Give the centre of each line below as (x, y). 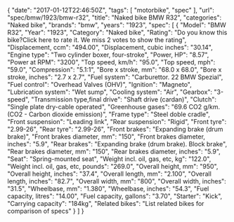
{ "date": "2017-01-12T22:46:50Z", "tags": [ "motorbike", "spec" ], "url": (111, 10)
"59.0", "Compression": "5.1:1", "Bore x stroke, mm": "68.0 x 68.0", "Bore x (115, 70)
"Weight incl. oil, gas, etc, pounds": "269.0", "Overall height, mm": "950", (113, 166)
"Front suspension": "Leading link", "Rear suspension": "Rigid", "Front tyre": (117, 122)
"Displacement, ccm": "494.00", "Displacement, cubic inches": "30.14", (110, 47)
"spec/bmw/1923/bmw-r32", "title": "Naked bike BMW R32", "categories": (115, 18)
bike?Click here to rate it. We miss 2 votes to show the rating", (97, 40)
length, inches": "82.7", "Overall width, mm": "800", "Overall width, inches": (117, 181)
